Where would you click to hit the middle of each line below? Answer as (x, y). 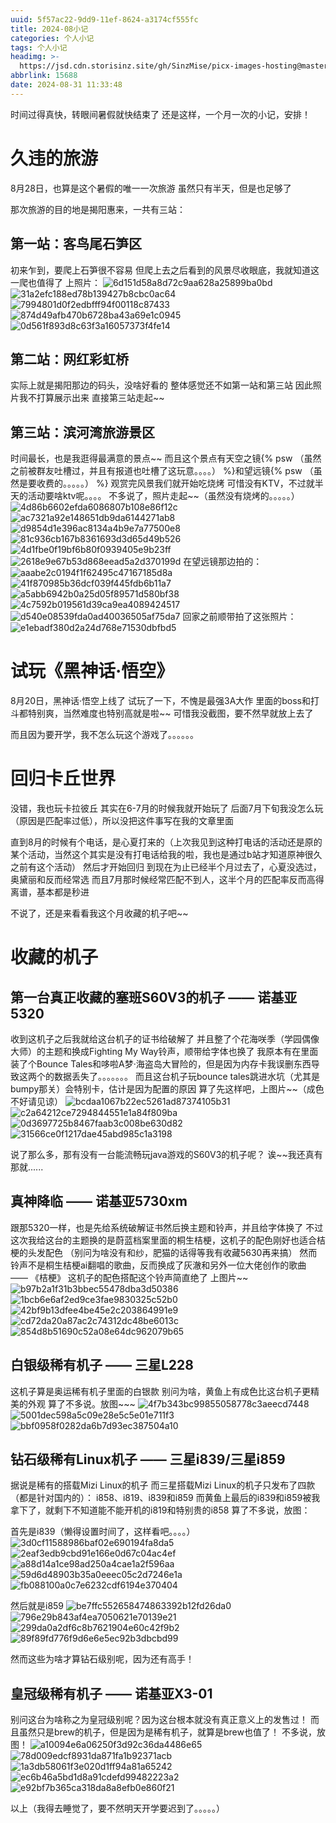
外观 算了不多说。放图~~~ (81, 1403)
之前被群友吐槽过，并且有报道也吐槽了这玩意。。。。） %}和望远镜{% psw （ (162, 471)
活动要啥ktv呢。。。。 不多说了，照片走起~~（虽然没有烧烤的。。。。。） (163, 496)
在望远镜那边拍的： (223, 562)
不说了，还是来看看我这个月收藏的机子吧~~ (99, 913)
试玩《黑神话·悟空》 (92, 671)
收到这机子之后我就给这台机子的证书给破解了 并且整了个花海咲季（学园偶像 (165, 1039)
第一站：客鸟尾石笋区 (76, 244)
